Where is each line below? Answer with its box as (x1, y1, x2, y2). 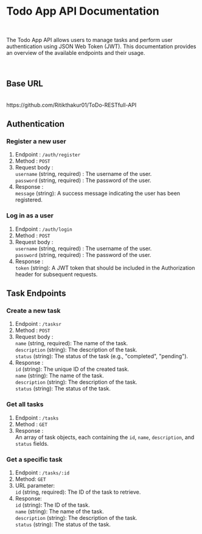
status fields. (15, 440, 49, 447)
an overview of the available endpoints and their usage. (6, 49, 145, 56)
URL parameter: (15, 482, 55, 490)
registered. (15, 196, 43, 203)
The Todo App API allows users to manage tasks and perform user (6, 36, 173, 43)
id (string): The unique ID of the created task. (15, 365, 130, 373)
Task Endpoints (6, 288, 66, 299)
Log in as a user (6, 211, 54, 220)
